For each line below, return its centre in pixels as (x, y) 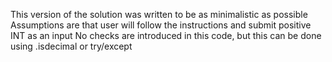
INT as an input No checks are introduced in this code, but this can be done (166, 35)
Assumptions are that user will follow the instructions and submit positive (161, 25)
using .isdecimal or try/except (71, 46)
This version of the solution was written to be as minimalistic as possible (159, 14)
